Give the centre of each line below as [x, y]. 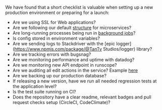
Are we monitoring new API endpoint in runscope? [65, 65]
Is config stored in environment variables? [56, 38]
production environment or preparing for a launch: [57, 13]
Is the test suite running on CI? [44, 92]
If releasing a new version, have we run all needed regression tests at [85, 81]
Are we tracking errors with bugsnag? [52, 54]
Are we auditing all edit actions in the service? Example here [75, 70]
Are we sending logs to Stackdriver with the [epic [64, 44]
